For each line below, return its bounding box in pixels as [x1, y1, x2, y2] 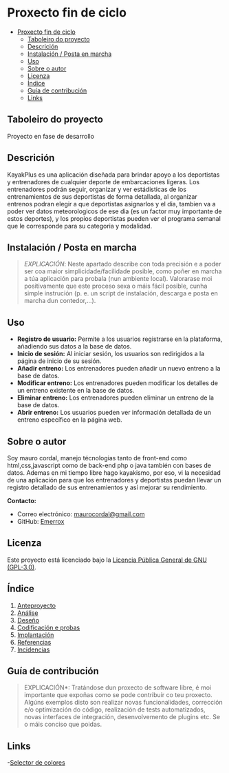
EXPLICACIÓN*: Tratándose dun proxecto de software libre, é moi [23, 683, 212, 692]
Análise [17, 609, 39, 617]
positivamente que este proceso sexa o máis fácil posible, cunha [23, 282, 208, 291]
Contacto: [7, 497, 36, 505]
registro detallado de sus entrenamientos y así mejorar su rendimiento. [7, 483, 208, 491]
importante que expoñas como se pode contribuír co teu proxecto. [23, 691, 212, 699]
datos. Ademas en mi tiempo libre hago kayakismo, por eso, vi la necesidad [7, 469, 221, 477]
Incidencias [17, 645, 50, 654]
